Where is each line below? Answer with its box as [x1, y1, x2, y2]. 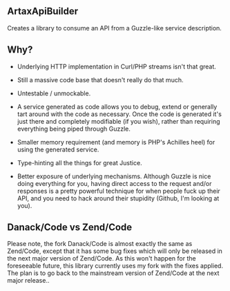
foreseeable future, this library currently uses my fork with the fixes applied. [7, 262, 223, 270]
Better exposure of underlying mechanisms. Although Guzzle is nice [17, 172, 211, 180]
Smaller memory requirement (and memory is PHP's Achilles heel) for [17, 138, 215, 146]
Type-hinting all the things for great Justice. [17, 158, 143, 167]
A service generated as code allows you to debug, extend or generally [17, 102, 218, 111]
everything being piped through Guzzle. [17, 124, 131, 133]
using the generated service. [17, 145, 99, 153]
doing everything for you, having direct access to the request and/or [17, 179, 212, 187]
